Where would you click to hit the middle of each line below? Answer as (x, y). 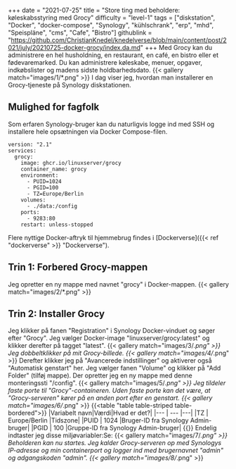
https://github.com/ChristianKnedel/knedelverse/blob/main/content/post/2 (119, 40)
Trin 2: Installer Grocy (56, 314)
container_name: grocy (54, 169)
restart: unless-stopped (57, 225)
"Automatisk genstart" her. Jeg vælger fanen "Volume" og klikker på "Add (114, 368)
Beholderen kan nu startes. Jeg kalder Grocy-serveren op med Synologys (115, 443)
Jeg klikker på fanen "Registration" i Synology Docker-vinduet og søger (112, 331)
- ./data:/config (52, 206)
